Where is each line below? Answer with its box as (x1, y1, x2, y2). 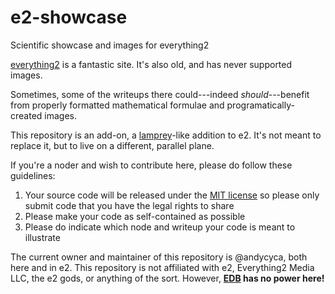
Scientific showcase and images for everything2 (10, 39, 210, 51)
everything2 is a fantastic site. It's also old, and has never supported (10, 58, 293, 70)
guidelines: (10, 169, 56, 181)
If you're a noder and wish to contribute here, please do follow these (10, 159, 293, 171)
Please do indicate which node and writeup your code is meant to (24, 221, 296, 233)
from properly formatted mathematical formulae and (10, 99, 225, 111)
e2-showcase (10, 6, 128, 29)
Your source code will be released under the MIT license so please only (24, 189, 320, 201)
